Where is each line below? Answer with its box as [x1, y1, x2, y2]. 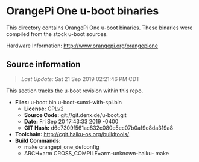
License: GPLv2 [24, 105, 65, 112]
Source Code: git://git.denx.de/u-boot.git [24, 111, 127, 118]
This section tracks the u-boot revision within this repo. [6, 87, 144, 94]
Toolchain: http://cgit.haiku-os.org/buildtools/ [14, 130, 130, 137]
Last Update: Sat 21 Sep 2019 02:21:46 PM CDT [21, 75, 140, 82]
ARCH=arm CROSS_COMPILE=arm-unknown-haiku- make [24, 149, 169, 157]
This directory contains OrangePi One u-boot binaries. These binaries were [6, 24, 193, 31]
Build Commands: [14, 137, 62, 144]
